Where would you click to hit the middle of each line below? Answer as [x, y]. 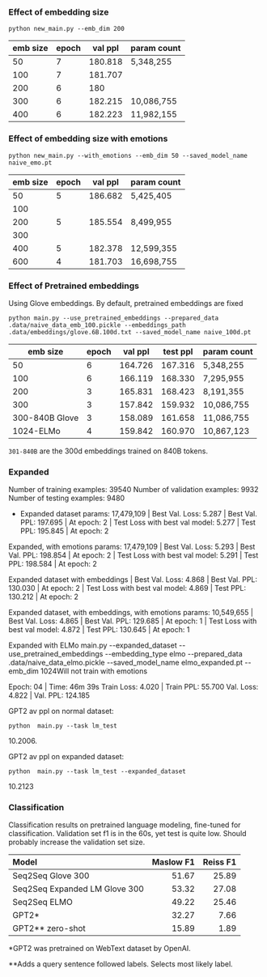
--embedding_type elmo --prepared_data [174, 654]
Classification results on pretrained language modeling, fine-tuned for [125, 825]
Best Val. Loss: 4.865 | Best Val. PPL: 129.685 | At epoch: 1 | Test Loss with [133, 621]
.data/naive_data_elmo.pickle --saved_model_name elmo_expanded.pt [126, 663]
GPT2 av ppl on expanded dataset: [66, 757]
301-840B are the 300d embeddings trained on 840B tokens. [108, 451]
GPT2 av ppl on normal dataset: [61, 712]
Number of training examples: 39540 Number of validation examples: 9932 [133, 490]
